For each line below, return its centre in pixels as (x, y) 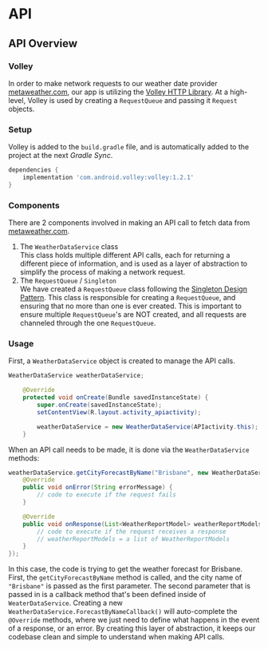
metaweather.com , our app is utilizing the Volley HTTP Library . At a (118, 92)
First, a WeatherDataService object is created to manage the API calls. (122, 361)
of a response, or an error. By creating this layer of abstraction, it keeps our (132, 628)
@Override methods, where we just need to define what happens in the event (134, 620)
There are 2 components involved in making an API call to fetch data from (129, 223)
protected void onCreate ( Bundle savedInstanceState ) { (116, 398)
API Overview (43, 44)
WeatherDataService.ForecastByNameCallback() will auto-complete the (123, 611)
